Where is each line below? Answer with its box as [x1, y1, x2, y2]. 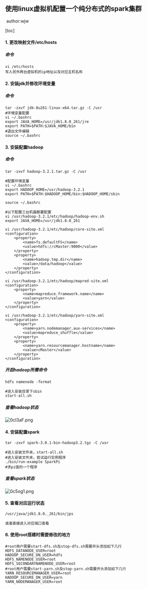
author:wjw [6, 18, 29, 24]
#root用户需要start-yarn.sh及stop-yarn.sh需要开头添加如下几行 [5, 566, 126, 572]
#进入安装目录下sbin [5, 389, 42, 394]
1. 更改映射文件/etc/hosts [5, 39, 58, 45]
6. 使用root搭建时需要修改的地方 [5, 532, 70, 538]
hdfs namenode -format [5, 379, 52, 385]
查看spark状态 [5, 475, 35, 481]
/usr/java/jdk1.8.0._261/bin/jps [5, 511, 74, 516]
